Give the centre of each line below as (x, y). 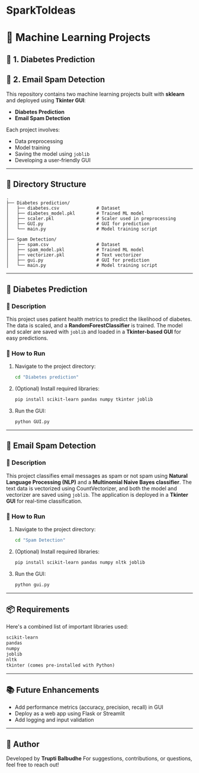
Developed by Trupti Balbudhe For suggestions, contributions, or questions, (99, 759)
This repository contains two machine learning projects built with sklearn (95, 94)
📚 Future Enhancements (53, 690)
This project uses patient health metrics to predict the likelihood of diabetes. (99, 319)
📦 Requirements (38, 609)
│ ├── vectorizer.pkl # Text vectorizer (74, 255)
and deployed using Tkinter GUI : (46, 100)
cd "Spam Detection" (40, 540)
